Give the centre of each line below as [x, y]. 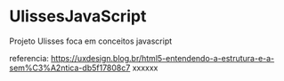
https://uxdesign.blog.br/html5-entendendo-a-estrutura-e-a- [162, 58]
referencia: [29, 58]
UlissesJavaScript [78, 16]
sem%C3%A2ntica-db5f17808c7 [70, 68]
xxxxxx [145, 68]
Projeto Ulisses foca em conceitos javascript [91, 41]
